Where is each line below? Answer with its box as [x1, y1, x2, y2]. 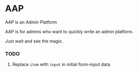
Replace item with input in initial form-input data [12, 62, 110, 68]
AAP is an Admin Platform [5, 19, 57, 25]
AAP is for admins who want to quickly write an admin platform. [5, 28, 134, 34]
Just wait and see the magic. [5, 38, 63, 44]
